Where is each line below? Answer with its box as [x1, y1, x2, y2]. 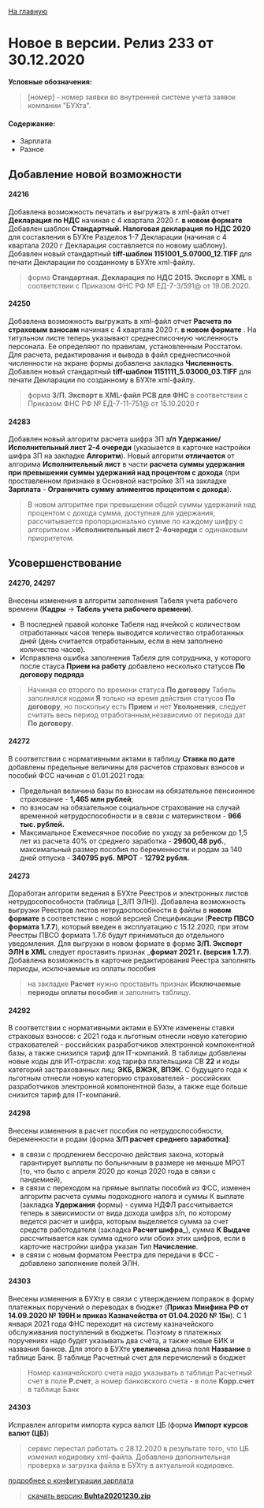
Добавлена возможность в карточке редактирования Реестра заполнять [8, 955, 256, 965]
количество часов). [19, 644, 86, 653]
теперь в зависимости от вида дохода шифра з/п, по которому [19, 1208, 232, 1217]
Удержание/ [177, 434, 221, 444]
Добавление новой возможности [8, 167, 182, 181]
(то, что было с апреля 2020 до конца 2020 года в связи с [19, 1166, 217, 1175]
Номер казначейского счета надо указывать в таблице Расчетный [27, 1368, 252, 1377]
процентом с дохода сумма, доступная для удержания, [27, 508, 215, 518]
